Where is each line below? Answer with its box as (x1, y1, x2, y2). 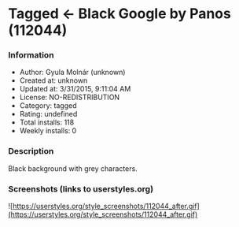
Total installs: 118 (19, 117, 75, 127)
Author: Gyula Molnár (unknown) (19, 68, 126, 77)
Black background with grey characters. (8, 163, 138, 173)
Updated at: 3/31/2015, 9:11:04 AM (19, 84, 131, 94)
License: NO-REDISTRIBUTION (19, 92, 120, 102)
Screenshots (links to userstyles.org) (8, 183, 154, 194)
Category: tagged (19, 101, 77, 110)
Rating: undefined (19, 110, 78, 119)
